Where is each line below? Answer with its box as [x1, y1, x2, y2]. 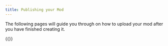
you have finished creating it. [5, 26, 65, 32]
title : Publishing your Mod [5, 7, 64, 12]
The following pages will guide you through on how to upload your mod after [5, 21, 163, 27]
